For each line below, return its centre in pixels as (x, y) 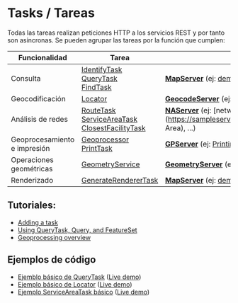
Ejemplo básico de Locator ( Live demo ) (75, 284)
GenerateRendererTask (120, 180)
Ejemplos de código (52, 260)
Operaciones (33, 159)
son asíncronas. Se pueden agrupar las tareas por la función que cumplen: (116, 40)
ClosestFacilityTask (114, 127)
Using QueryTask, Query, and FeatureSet (77, 230)
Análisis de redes (40, 119)
